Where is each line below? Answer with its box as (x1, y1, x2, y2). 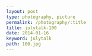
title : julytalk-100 (6, 24, 58, 31)
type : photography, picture (6, 14, 76, 20)
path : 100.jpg (6, 41, 42, 47)
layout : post (6, 8, 39, 15)
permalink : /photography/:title (6, 19, 86, 25)
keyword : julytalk (6, 36, 52, 41)
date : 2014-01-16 (6, 30, 49, 36)
